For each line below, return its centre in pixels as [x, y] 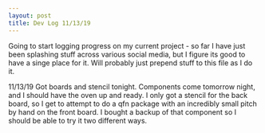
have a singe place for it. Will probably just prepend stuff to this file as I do [131, 63]
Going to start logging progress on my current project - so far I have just [127, 45]
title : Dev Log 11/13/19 [49, 23]
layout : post [30, 16]
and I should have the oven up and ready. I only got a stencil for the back [128, 95]
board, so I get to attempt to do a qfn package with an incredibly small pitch [132, 104]
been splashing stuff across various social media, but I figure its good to [127, 54]
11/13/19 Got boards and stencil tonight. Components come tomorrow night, [132, 86]
